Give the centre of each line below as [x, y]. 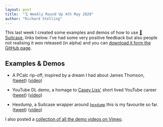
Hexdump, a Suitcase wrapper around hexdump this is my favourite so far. [85, 105]
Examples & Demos [35, 63]
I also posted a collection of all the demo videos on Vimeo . [64, 119]
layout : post [18, 10]
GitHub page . [18, 48]
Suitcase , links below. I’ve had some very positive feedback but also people [81, 38]
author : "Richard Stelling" [34, 19]
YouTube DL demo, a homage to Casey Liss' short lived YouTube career [84, 90]
